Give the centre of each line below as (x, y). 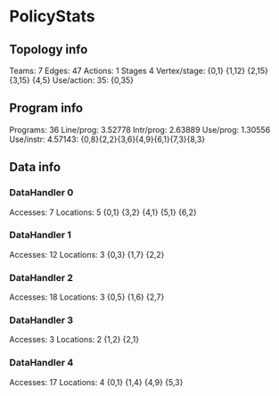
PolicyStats (52, 16)
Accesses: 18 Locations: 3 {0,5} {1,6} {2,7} (87, 297)
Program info (46, 108)
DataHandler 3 (41, 320)
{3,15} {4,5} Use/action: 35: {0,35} (72, 80)
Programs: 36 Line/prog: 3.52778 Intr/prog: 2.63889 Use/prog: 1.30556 (140, 129)
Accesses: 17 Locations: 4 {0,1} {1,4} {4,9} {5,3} (96, 382)
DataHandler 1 (40, 235)
